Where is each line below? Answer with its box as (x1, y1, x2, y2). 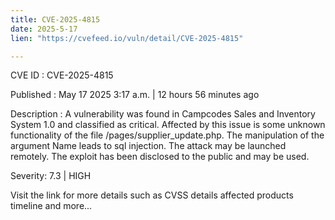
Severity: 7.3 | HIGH (10, 170, 92, 182)
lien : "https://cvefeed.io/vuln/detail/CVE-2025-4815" (10, 33, 244, 43)
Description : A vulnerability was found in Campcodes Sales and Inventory (10, 108, 316, 120)
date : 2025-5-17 (10, 24, 78, 34)
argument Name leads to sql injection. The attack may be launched (10, 140, 287, 152)
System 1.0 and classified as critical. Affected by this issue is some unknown (10, 119, 326, 131)
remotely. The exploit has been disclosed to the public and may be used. (10, 151, 310, 163)
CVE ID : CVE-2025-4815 (10, 69, 114, 81)
